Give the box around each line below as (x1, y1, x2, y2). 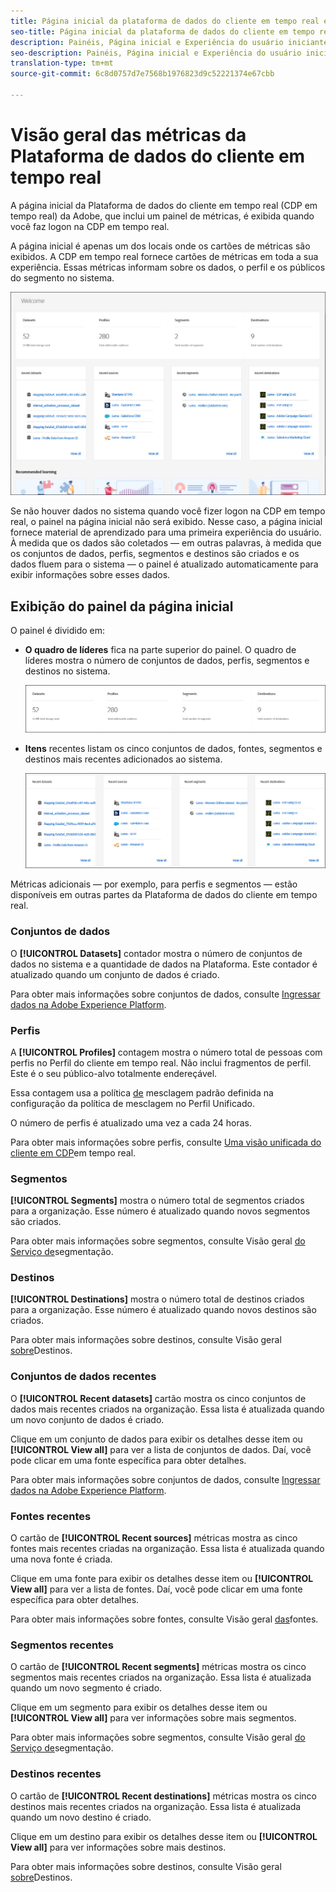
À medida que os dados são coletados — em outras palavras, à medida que (10, 537, 322, 549)
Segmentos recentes (10, 1638, 114, 1652)
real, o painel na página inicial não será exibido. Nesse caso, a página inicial (10, 516, 323, 528)
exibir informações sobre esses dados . (10, 569, 171, 581)
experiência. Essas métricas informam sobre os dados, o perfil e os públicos (10, 261, 326, 273)
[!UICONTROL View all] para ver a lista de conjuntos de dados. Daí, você (10, 1443, 312, 1455)
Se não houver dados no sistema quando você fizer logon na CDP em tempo (10, 505, 326, 517)
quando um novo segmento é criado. (10, 1682, 163, 1694)
